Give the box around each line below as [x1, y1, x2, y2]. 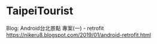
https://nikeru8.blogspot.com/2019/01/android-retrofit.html [6, 31, 152, 38]
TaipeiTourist [6, 4, 74, 18]
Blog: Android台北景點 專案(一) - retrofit [6, 24, 104, 32]
